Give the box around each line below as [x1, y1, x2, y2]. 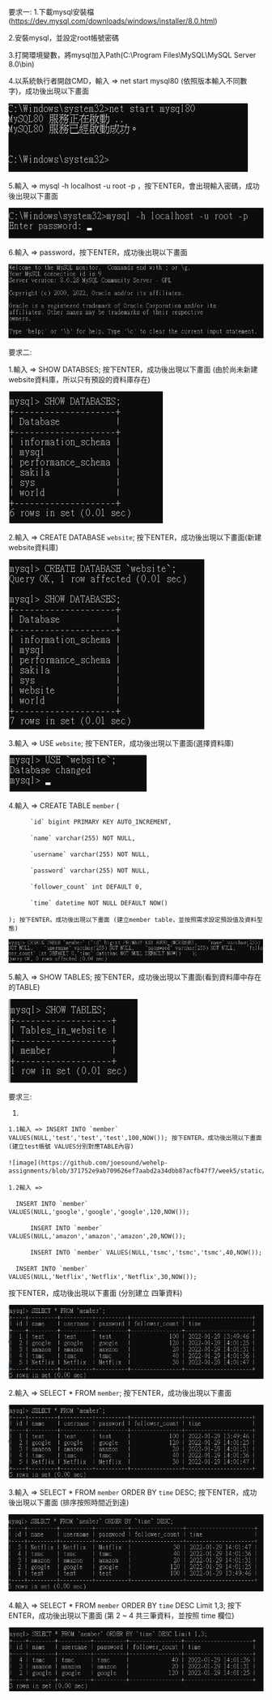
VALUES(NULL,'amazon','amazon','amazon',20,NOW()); [8, 1233, 186, 1241]
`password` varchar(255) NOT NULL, [29, 867, 151, 875]
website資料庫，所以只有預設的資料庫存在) [8, 374, 151, 384]
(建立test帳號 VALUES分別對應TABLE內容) [8, 1143, 134, 1151]
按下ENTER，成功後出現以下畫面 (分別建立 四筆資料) [8, 1289, 183, 1298]
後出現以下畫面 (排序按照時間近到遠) [8, 1497, 130, 1507]
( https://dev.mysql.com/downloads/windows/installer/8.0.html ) [8, 16, 218, 26]
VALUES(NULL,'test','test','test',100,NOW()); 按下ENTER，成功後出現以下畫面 [8, 1134, 262, 1143]
